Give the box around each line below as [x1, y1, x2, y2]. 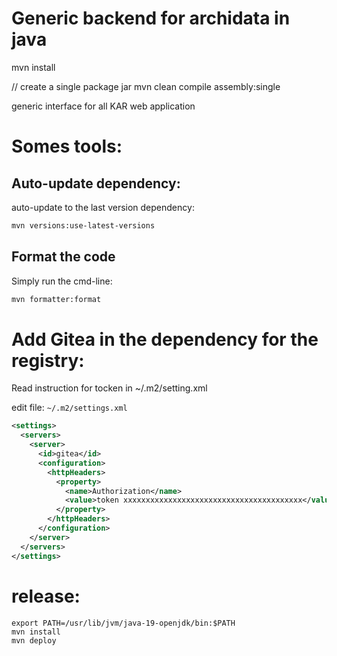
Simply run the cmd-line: [11, 275, 113, 287]
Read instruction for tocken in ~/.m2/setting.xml [11, 382, 208, 394]
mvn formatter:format [11, 294, 102, 304]
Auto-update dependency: [11, 175, 181, 192]
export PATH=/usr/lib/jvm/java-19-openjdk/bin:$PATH [11, 618, 236, 628]
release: [11, 585, 81, 607]
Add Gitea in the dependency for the [11, 328, 319, 351]
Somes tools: [11, 135, 123, 158]
